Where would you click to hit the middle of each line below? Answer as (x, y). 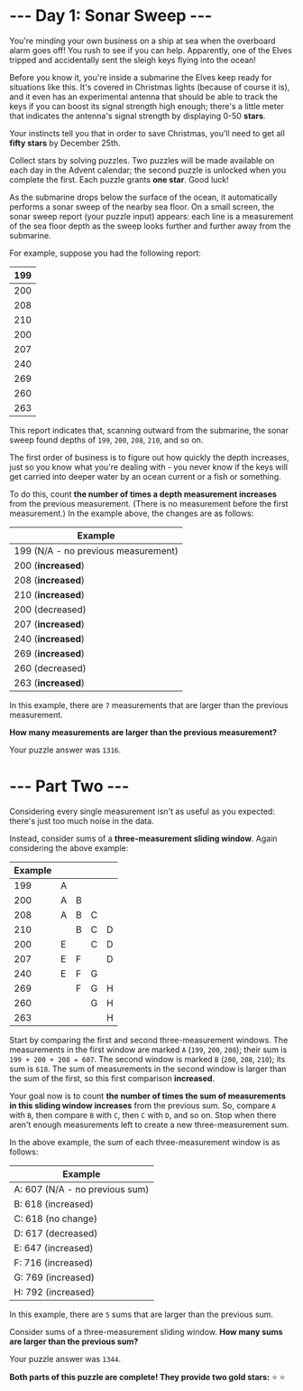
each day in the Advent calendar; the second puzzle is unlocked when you (148, 170)
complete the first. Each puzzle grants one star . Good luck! (119, 179)
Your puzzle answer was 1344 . (65, 1358)
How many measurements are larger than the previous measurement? (143, 732)
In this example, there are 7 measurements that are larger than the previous (149, 705)
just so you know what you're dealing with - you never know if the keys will (149, 467)
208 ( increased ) (50, 580)
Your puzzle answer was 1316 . (65, 750)
